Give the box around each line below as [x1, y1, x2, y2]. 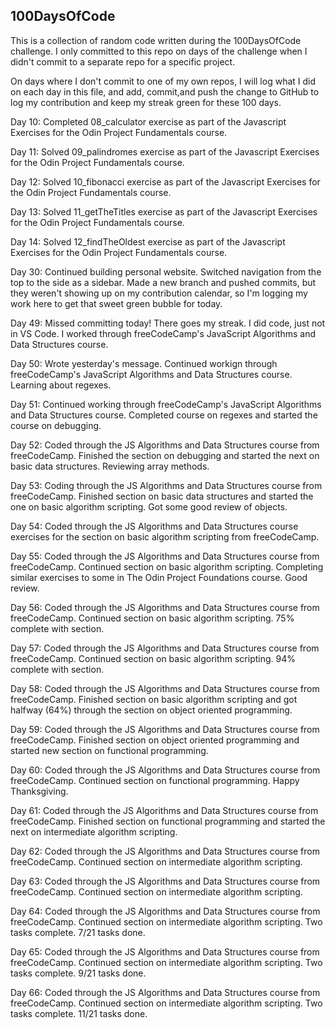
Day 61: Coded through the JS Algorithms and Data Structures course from [10, 804, 319, 816]
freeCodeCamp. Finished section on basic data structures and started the [10, 490, 314, 502]
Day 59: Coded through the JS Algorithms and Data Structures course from [10, 723, 320, 735]
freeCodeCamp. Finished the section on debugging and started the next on [10, 449, 320, 461]
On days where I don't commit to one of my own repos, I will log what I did [10, 75, 317, 87]
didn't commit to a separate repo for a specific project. [10, 55, 236, 68]
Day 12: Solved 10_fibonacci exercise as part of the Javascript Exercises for [10, 175, 321, 188]
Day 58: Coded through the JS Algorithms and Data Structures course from [10, 682, 320, 694]
